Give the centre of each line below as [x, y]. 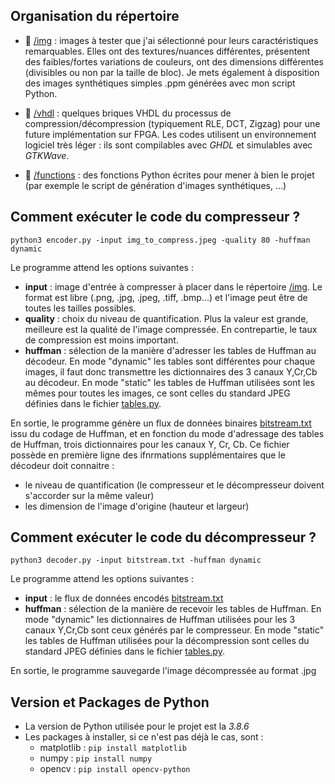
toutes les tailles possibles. [80, 308]
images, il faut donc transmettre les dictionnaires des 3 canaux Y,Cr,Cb [171, 371]
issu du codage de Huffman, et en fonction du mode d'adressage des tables [167, 433]
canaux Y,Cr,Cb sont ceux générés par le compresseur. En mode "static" [174, 630]
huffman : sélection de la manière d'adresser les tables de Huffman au [170, 350]
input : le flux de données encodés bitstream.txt [124, 598]
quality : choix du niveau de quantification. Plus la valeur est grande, [166, 318]
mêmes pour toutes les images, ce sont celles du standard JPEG [157, 393]
